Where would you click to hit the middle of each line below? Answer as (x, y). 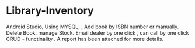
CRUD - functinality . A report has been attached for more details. (85, 39)
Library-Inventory (50, 11)
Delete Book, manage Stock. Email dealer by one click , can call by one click (97, 32)
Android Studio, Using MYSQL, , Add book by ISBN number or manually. (93, 27)
